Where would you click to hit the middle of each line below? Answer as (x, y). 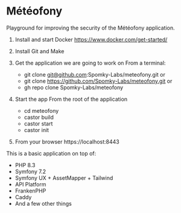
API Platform (30, 184)
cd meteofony (41, 110)
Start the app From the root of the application (71, 99)
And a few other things (43, 203)
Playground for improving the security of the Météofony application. (91, 28)
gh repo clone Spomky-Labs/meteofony (74, 87)
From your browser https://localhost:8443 (67, 141)
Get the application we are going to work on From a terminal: (90, 63)
